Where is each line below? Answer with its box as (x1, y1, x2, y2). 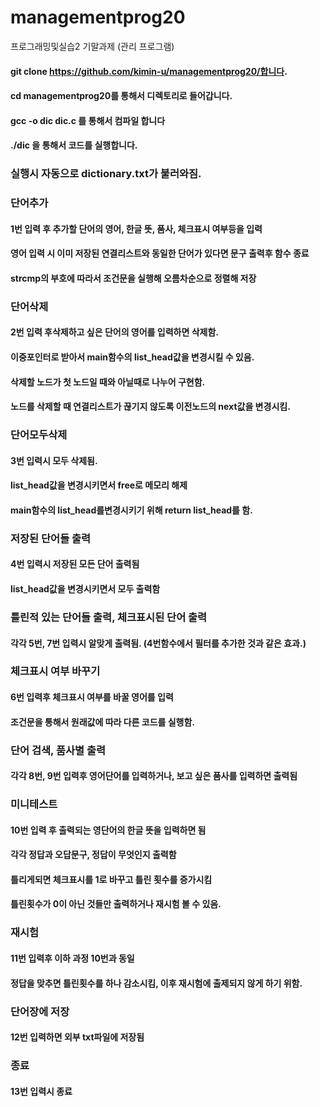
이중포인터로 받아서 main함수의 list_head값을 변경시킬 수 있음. (10, 351, 255, 363)
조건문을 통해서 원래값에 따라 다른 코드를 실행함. (10, 716, 196, 728)
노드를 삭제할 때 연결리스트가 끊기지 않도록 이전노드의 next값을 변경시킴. (10, 401, 291, 413)
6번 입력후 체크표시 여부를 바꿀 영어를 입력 (10, 691, 174, 703)
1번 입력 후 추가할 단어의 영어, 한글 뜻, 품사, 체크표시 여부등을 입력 (10, 222, 263, 235)
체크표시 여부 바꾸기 (10, 664, 101, 678)
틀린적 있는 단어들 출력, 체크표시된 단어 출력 (10, 610, 208, 624)
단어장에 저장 (10, 1004, 70, 1018)
